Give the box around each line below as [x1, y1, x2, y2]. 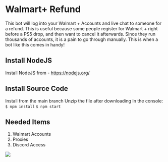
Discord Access [12, 142, 46, 148]
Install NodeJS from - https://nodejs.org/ [5, 70, 90, 76]
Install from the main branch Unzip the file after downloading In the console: [5, 97, 163, 104]
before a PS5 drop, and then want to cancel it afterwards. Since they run [5, 31, 155, 37]
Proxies [12, 136, 29, 142]
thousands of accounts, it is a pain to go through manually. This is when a [5, 36, 158, 42]
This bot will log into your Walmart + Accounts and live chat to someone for [5, 20, 162, 26]
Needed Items [5, 118, 50, 126]
